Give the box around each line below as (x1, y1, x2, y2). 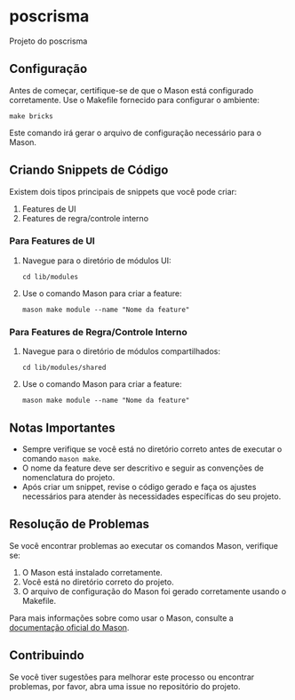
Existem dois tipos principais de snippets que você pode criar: (9, 186, 237, 197)
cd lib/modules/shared (21, 363, 107, 373)
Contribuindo (9, 648, 84, 664)
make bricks (9, 111, 53, 121)
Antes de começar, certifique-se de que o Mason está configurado (9, 84, 254, 95)
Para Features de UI (9, 235, 95, 247)
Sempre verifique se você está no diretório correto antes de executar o (21, 443, 283, 455)
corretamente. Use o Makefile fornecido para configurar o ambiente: (9, 94, 260, 105)
